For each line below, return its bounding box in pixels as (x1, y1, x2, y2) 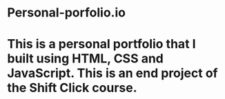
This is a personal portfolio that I (7, 36, 196, 52)
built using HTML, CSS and (7, 51, 164, 67)
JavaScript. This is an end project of (7, 65, 218, 81)
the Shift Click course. (7, 80, 137, 96)
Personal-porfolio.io (7, 5, 126, 21)
